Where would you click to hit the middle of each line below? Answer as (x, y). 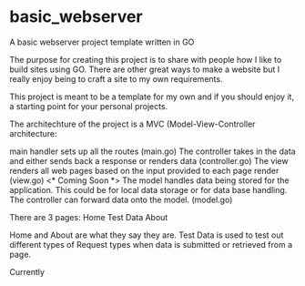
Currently (27, 271)
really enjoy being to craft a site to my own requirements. (116, 78)
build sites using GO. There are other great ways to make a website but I (145, 69)
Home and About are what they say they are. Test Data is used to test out (147, 235)
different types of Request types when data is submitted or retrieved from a (151, 244)
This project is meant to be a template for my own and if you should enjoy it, (152, 97)
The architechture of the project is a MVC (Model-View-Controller (132, 124)
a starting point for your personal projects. (89, 106)
